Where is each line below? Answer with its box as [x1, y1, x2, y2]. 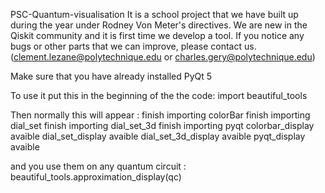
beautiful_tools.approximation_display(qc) [10, 171, 182, 183]
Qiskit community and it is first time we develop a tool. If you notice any [10, 30, 305, 41]
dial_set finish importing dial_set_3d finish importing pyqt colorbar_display [10, 120, 315, 131]
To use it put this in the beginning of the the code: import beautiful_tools [10, 90, 308, 101]
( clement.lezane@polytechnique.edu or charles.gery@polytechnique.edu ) [10, 51, 316, 63]
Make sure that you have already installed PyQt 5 [10, 70, 213, 82]
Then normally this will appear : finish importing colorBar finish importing [10, 109, 311, 121]
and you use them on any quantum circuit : [10, 160, 187, 172]
